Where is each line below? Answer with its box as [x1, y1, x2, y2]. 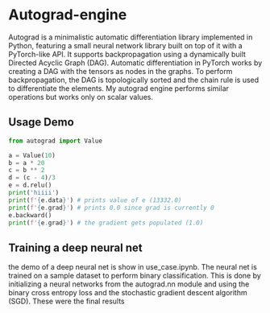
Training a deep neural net [8, 241, 143, 254]
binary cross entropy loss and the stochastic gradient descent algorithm [8, 288, 247, 298]
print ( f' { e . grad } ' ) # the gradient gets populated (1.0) [8, 219, 204, 227]
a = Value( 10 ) [8, 151, 56, 159]
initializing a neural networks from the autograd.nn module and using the [8, 279, 250, 289]
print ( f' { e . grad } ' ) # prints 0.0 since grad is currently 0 [8, 204, 215, 212]
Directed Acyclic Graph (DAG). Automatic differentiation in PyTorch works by [8, 58, 263, 68]
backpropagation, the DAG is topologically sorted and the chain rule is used [8, 75, 260, 84]
